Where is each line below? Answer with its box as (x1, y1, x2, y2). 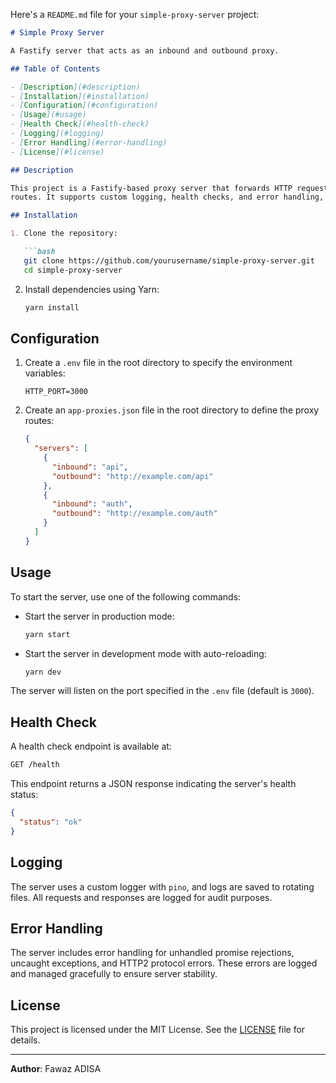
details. (10, 1034, 41, 1046)
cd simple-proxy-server (23, 265, 123, 275)
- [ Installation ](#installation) (10, 91, 150, 101)
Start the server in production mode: (24, 610, 175, 622)
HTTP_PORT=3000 (24, 387, 89, 397)
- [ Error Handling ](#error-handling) (10, 137, 168, 148)
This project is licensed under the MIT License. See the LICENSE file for (10, 1024, 306, 1036)
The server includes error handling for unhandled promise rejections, (10, 947, 295, 959)
